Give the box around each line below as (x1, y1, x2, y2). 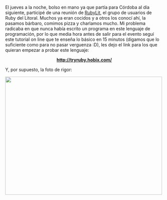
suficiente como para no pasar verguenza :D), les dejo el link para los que (5, 42, 157, 47)
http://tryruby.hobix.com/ (57, 57, 112, 62)
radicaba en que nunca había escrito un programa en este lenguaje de (5, 26, 150, 32)
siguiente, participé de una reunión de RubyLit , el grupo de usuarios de (5, 10, 152, 16)
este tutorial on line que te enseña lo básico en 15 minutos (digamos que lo (5, 36, 159, 42)
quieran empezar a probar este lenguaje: (5, 47, 89, 53)
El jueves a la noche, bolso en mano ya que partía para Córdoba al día (5, 5, 149, 10)
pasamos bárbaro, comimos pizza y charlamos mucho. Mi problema (5, 20, 146, 26)
